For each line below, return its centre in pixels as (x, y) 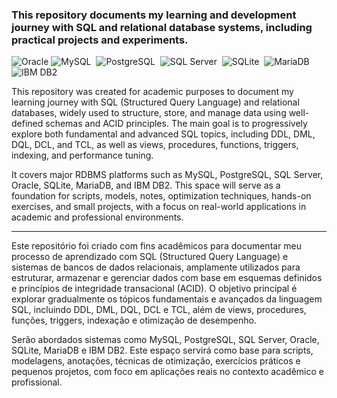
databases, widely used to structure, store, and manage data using (149, 113)
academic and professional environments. (97, 217)
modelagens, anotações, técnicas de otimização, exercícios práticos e (156, 361)
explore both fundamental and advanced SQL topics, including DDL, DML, (163, 134)
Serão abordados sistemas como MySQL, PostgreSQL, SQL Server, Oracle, (165, 340)
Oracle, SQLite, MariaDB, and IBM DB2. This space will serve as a (146, 185)
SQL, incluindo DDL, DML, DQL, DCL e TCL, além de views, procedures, (159, 310)
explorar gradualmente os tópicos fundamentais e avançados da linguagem (167, 299)
